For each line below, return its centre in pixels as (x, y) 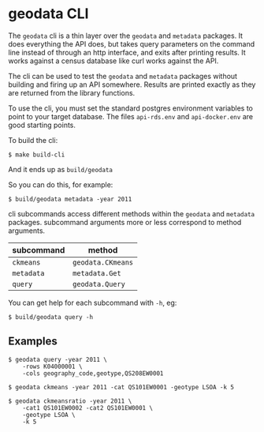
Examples (33, 342)
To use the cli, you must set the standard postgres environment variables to (131, 108)
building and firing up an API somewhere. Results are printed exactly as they (132, 85)
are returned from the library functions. (72, 92)
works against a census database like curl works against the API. (113, 61)
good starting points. (42, 125)
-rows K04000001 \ (52, 366)
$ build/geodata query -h (50, 317)
